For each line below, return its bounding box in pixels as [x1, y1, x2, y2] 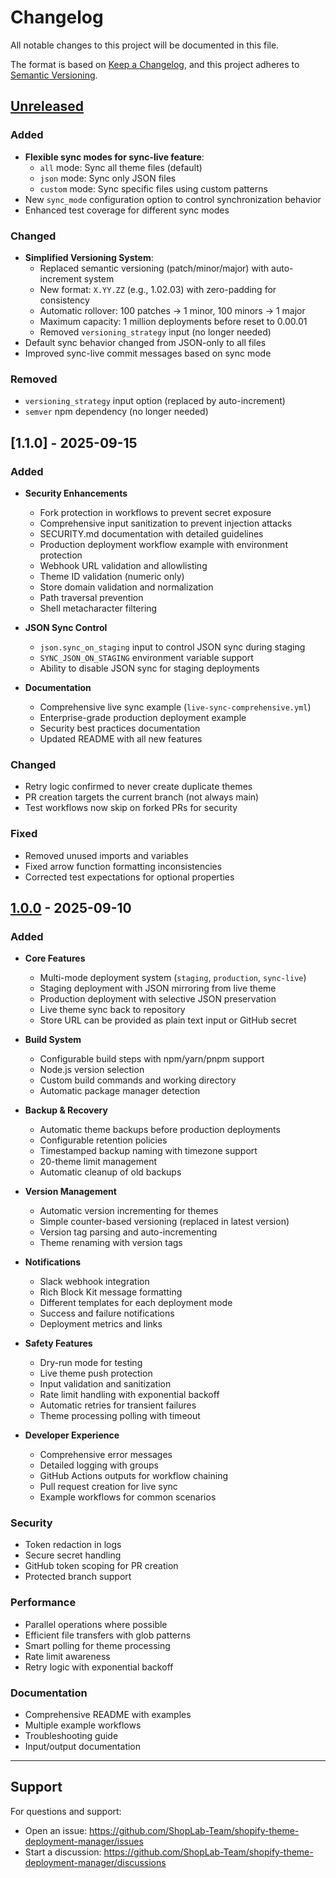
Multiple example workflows [24, 1719, 142, 1731]
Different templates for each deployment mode [39, 1297, 233, 1309]
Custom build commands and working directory [39, 1074, 237, 1086]
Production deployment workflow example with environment [39, 538, 288, 550]
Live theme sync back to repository [39, 1004, 186, 1016]
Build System [24, 1034, 82, 1046]
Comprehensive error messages [39, 1449, 173, 1461]
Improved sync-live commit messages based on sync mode [24, 347, 272, 359]
